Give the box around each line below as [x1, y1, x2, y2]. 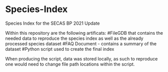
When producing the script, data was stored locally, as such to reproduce [5, 55, 158, 61]
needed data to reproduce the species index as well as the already [5, 35, 144, 41]
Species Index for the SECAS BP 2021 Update [5, 20, 100, 26]
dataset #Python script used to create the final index [5, 46, 115, 52]
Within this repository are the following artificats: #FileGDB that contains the [5, 30, 163, 36]
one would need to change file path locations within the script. [5, 61, 135, 67]
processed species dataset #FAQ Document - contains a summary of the [5, 40, 157, 46]
